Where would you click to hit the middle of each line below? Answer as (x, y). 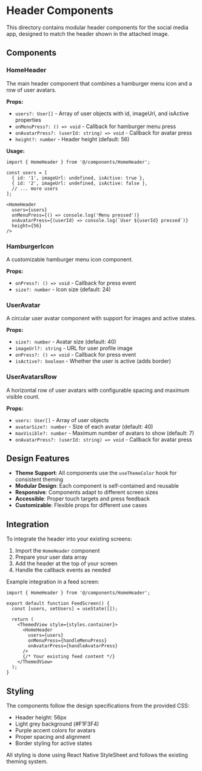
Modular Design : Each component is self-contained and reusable (97, 486)
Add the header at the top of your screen (66, 564)
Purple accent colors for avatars (55, 730)
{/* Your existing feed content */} (69, 657)
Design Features (38, 458)
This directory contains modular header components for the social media (97, 27)
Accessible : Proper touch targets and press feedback (82, 499)
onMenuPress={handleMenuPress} (68, 641)
